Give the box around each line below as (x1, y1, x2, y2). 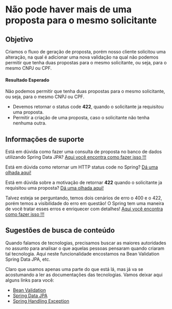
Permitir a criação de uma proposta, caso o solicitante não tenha (12, 115, 150, 121)
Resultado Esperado (5, 77, 50, 83)
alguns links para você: (5, 277, 54, 283)
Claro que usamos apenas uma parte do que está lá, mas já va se (5, 266, 144, 272)
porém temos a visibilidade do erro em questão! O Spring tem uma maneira (5, 201, 164, 207)
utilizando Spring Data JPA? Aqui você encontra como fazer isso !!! (5, 154, 147, 160)
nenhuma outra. (12, 120, 47, 126)
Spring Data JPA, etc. (5, 256, 50, 262)
